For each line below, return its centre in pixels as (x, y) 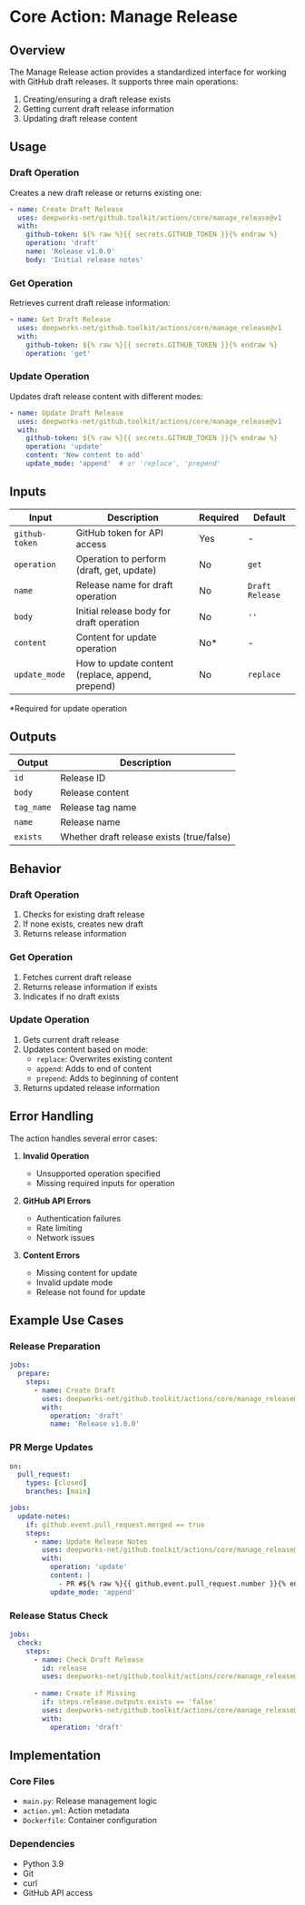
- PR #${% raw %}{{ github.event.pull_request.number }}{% (172, 1584)
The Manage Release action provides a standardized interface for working (148, 72)
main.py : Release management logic (89, 1801)
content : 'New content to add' (85, 456)
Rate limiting (59, 1228)
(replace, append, (113, 674)
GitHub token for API (119, 533)
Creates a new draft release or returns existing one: (106, 192)
